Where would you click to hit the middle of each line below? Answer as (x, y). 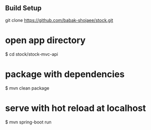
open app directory (45, 40)
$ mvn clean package (27, 88)
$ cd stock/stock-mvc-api (32, 54)
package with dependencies (65, 74)
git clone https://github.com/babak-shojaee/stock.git (59, 20)
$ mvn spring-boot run (28, 122)
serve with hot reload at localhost (76, 108)
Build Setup (23, 8)
